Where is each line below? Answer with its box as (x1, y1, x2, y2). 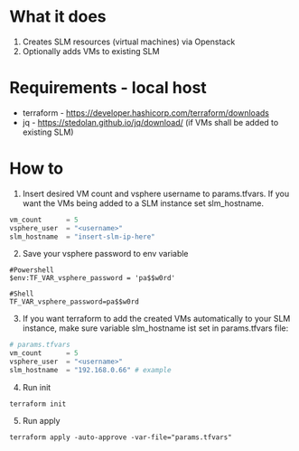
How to (9, 158, 64, 179)
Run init (22, 381, 51, 392)
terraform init (9, 399, 67, 409)
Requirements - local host (9, 78, 208, 99)
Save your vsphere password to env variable (22, 249, 189, 259)
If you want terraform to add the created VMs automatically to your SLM (22, 314, 291, 324)
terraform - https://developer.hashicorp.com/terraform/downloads (22, 107, 269, 118)
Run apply (22, 415, 61, 426)
